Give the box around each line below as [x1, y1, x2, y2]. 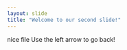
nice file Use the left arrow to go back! [7, 35, 115, 43]
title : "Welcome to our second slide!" [7, 16, 122, 23]
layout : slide [7, 10, 48, 17]
